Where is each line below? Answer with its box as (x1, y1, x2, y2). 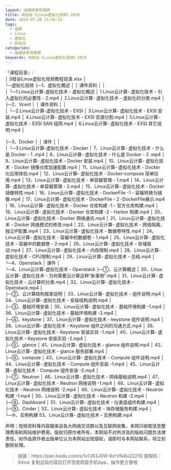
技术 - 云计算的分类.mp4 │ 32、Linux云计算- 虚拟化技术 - (14, 279, 134, 285)
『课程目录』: (5, 69, 34, 76)
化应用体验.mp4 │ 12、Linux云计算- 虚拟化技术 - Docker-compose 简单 (5, 170, 154, 177)
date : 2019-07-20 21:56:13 (5, 17, 63, 22)
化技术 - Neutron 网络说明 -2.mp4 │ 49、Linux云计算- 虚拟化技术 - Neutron (5, 386, 163, 393)
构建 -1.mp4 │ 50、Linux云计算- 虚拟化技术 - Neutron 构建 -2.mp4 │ (5, 393, 149, 399)
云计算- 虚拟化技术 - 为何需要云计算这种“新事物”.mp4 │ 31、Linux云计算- (5, 273, 158, 279)
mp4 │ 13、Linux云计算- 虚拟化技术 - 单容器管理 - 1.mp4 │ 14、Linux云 (11, 177, 159, 183)
